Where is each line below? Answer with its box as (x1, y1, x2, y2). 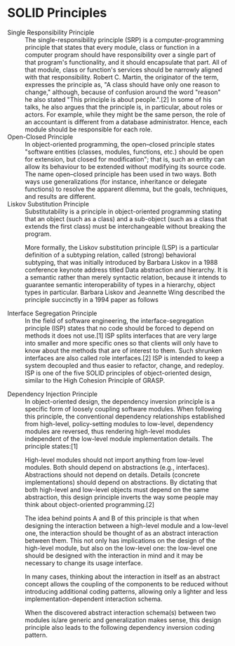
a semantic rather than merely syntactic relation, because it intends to (25, 272, 227, 282)
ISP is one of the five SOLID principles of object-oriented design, (25, 369, 212, 377)
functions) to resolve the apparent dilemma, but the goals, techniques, (25, 185, 228, 193)
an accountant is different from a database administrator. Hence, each (25, 117, 228, 126)
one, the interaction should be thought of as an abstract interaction (25, 529, 219, 537)
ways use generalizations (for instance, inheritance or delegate (25, 177, 207, 185)
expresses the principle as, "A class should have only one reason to (25, 80, 220, 88)
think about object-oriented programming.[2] (25, 500, 155, 508)
